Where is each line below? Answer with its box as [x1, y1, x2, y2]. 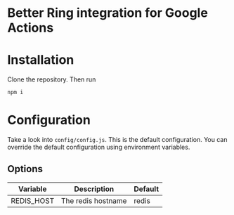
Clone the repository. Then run [7, 75, 96, 84]
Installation [7, 52, 74, 68]
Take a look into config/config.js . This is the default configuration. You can [7, 136, 228, 144]
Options [7, 163, 44, 175]
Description [74, 184, 115, 194]
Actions [7, 20, 54, 36]
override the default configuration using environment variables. [7, 143, 190, 152]
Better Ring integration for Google [7, 5, 209, 21]
